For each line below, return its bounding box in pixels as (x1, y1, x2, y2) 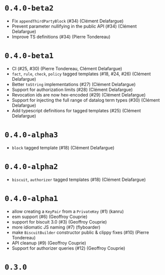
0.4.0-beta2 (4, 3, 54, 13)
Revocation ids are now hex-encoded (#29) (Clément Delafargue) (11, 92, 146, 97)
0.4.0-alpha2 (4, 162, 58, 171)
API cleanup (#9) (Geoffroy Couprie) (11, 240, 86, 246)
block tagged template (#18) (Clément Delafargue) (11, 144, 114, 150)
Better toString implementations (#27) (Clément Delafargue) (11, 81, 136, 87)
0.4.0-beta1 (4, 51, 54, 60)
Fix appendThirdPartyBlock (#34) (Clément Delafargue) (11, 18, 124, 24)
